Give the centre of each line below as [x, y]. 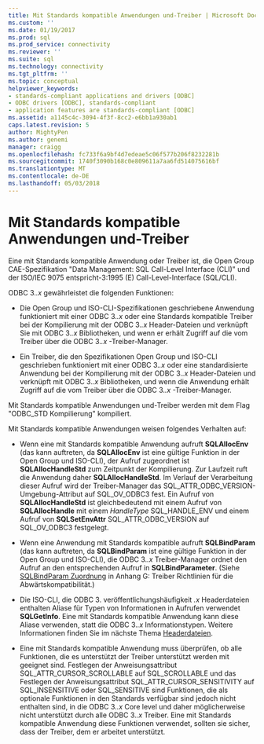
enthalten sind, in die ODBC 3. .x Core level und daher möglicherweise [132, 706]
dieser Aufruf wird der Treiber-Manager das [90, 486]
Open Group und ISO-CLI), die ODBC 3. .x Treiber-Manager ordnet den [133, 559]
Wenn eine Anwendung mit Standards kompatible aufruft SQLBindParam [137, 542]
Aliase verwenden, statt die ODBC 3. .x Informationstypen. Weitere [126, 625]
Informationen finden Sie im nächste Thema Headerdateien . [116, 632]
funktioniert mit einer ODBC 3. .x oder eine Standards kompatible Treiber [136, 316]
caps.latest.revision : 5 [49, 125]
